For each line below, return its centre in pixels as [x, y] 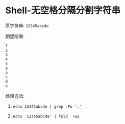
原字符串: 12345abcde [27, 25]
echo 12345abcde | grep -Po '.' [47, 106]
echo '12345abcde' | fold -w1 [46, 116]
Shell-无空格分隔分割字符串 [63, 10]
